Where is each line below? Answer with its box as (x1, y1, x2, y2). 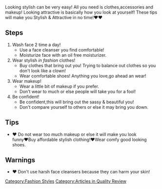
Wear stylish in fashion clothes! (12, 57, 76, 63)
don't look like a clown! (19, 68, 66, 73)
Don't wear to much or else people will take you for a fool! (19, 88, 136, 94)
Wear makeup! (12, 78, 41, 84)
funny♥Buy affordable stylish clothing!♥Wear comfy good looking (12, 137, 147, 142)
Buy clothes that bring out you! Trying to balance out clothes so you (19, 62, 156, 68)
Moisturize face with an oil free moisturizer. (19, 52, 107, 58)
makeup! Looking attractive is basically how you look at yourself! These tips (5, 9, 158, 15)
